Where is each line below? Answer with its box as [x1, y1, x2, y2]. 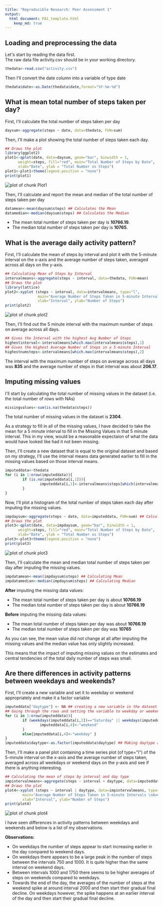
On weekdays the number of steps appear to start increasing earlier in [12, 844, 153, 850]
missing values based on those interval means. [5, 459, 99, 464]
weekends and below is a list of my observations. [5, 825, 103, 831]
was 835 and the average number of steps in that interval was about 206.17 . [5, 363, 158, 369]
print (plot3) [5, 541, 32, 546]
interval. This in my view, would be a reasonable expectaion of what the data [5, 434, 158, 440]
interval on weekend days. [12, 865, 65, 870]
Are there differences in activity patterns [5, 669, 131, 677]
